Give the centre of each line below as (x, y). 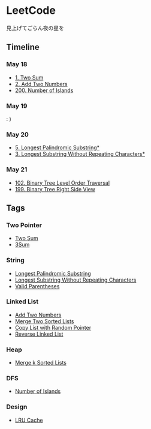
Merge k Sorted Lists (41, 363)
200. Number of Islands (44, 90)
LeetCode (31, 11)
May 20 (17, 134)
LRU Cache (29, 420)
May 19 (17, 106)
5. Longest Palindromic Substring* (57, 147)
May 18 (17, 64)
